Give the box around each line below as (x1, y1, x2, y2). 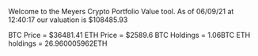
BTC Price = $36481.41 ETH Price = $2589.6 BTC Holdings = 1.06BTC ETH (8, 31, 251, 39)
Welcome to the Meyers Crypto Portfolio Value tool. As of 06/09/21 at (8, 7, 234, 16)
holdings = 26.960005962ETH (8, 39, 108, 48)
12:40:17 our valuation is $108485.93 (8, 15, 128, 24)
